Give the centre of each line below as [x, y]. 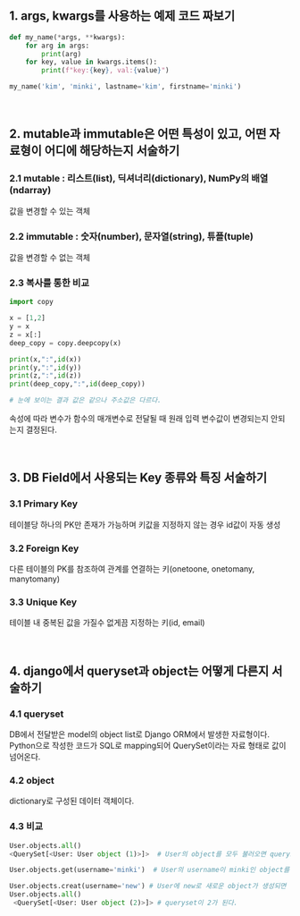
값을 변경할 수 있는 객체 [50, 211]
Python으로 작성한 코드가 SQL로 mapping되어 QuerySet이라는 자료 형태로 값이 [148, 746]
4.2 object [32, 780]
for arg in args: [58, 46]
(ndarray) [30, 191]
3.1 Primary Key [44, 504]
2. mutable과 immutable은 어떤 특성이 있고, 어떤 [138, 134]
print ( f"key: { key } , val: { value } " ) [105, 71]
